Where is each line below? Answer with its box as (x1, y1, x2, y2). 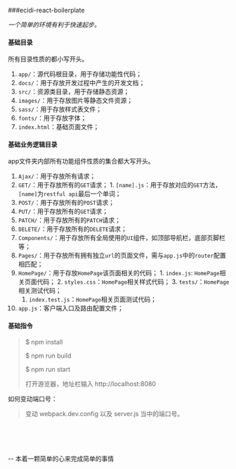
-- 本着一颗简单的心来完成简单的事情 (8, 454, 114, 463)
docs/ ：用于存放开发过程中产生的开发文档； (18, 79, 145, 87)
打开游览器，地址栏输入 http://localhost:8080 (25, 380, 157, 388)
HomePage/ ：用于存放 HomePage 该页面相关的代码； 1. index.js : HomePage (18, 269, 220, 277)
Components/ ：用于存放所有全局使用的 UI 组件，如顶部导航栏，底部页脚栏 (18, 234, 225, 242)
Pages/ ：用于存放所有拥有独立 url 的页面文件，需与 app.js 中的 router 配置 (18, 251, 227, 260)
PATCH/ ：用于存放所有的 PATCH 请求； (18, 216, 122, 225)
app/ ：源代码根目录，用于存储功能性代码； (18, 70, 143, 78)
